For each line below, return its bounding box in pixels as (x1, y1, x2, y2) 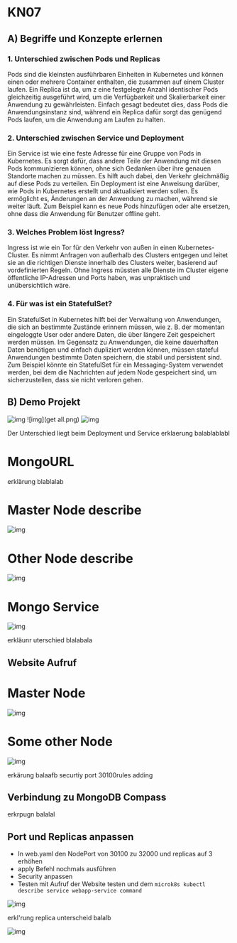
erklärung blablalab (7, 477, 64, 485)
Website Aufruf (7, 657, 77, 669)
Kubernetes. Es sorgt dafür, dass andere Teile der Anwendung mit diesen (7, 157, 221, 166)
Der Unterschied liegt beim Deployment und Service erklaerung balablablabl (7, 429, 231, 437)
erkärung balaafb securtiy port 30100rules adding (7, 770, 153, 779)
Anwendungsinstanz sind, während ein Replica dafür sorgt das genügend (7, 107, 222, 116)
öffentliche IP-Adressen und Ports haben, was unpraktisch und (7, 274, 191, 282)
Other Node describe (7, 550, 133, 566)
